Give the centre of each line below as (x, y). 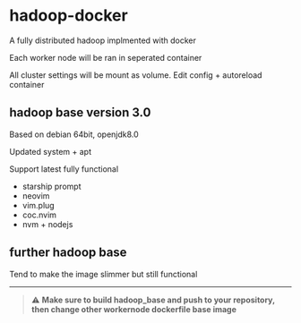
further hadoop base (68, 253)
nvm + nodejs (47, 224)
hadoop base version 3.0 (80, 113)
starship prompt (52, 186)
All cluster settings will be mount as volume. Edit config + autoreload (136, 75)
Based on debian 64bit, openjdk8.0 (74, 134)
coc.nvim (39, 215)
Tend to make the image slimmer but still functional (103, 274)
